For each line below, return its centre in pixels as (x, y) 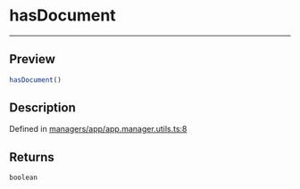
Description (42, 108)
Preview (33, 59)
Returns (32, 157)
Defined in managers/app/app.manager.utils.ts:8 (98, 129)
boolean (24, 178)
